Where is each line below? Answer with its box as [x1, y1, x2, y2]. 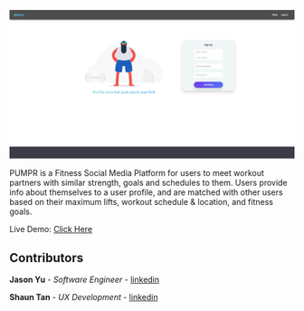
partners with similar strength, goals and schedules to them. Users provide [9, 178, 288, 189]
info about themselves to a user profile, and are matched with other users [9, 187, 283, 198]
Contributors [9, 250, 84, 266]
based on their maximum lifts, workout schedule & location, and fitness [9, 197, 274, 208]
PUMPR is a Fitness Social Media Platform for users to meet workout [9, 168, 265, 179]
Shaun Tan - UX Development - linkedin [9, 292, 158, 303]
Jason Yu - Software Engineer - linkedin [9, 274, 160, 286]
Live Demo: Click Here [9, 224, 93, 235]
